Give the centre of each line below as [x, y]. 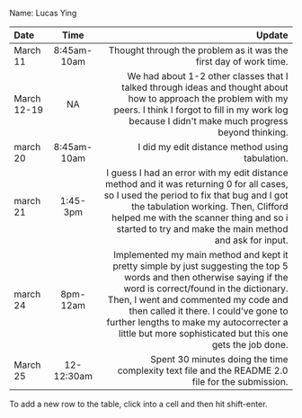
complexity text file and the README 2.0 [203, 370]
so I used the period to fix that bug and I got [196, 195]
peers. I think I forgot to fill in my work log [201, 110]
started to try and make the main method [202, 229]
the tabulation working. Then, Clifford [210, 206]
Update [272, 35]
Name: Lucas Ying [43, 13]
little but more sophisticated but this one [203, 334]
